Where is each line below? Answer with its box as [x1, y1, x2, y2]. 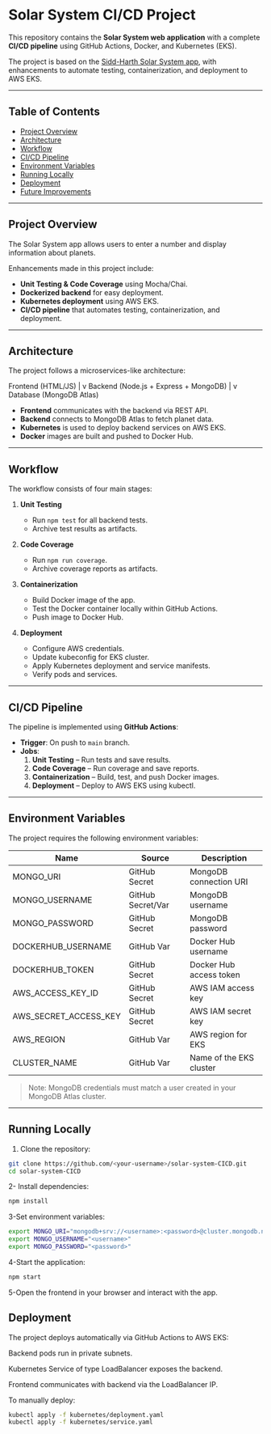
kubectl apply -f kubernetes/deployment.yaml [8, 1411, 164, 1419]
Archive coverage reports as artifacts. [31, 564, 158, 573]
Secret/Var [128, 899, 169, 911]
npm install [8, 1197, 48, 1206]
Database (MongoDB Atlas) [8, 390, 99, 400]
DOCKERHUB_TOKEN [12, 964, 94, 975]
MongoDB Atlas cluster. [27, 1091, 106, 1101]
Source [140, 852, 169, 863]
